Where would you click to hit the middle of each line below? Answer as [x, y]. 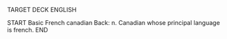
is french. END [28, 30]
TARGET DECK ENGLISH [42, 10]
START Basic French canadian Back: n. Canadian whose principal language [113, 23]
